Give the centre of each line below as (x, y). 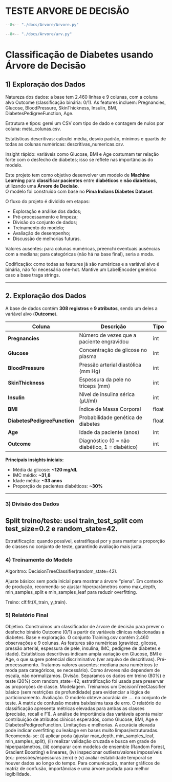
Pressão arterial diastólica (110, 365)
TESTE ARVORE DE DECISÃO (67, 11)
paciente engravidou (104, 341)
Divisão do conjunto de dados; (45, 222)
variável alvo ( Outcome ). (31, 314)
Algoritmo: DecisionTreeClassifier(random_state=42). (61, 571)
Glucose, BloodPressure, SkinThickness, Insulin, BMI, (61, 107)
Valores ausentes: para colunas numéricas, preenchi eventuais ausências (83, 248)
